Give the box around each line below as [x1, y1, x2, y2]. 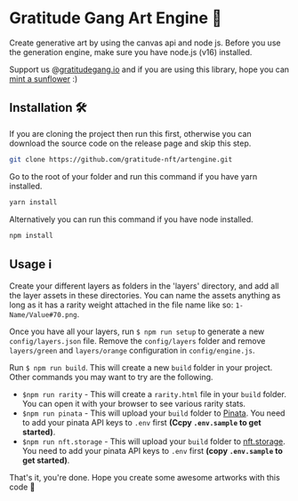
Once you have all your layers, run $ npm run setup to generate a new [9, 326, 265, 337]
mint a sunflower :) [9, 73, 78, 83]
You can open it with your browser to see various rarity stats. [21, 399, 246, 410]
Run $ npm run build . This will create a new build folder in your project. [9, 362, 273, 373]
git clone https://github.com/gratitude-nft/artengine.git [9, 155, 233, 163]
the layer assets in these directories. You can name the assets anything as [9, 290, 281, 301]
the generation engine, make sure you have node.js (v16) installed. [9, 46, 253, 57]
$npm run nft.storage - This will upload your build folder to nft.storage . [21, 436, 286, 447]
